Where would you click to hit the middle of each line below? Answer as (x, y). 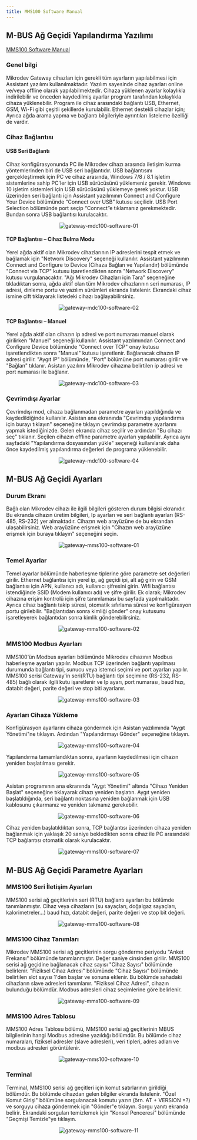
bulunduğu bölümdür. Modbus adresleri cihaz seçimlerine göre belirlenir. (94, 990)
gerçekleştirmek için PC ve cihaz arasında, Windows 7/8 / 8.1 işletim (88, 176)
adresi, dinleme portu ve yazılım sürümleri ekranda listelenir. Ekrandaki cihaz (99, 290)
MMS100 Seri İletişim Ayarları (49, 887)
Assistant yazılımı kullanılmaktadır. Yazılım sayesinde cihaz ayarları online (95, 84)
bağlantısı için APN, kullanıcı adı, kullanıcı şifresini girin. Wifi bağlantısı (91, 586)
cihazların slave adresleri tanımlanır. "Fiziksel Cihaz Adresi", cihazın (88, 984)
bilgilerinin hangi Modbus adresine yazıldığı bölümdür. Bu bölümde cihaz (94, 1036)
